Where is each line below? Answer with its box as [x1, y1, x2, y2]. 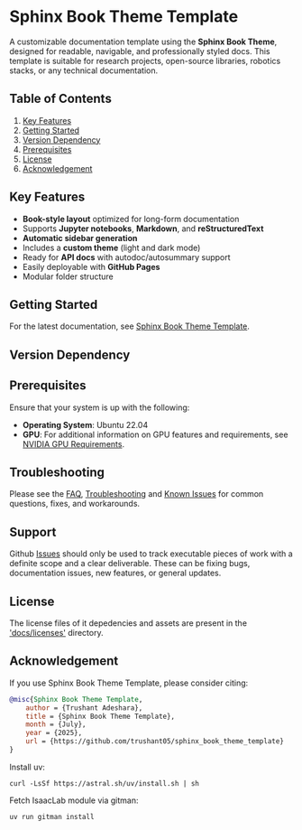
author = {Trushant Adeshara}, [25, 703, 143, 713]
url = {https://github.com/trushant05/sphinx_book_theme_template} [25, 737, 284, 746]
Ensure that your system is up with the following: [9, 402, 190, 413]
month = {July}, [25, 720, 87, 729]
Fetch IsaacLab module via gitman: [9, 795, 139, 806]
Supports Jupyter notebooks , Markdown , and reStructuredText [22, 223, 264, 234]
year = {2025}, [25, 729, 83, 738]
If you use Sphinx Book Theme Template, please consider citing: [9, 677, 249, 688]
